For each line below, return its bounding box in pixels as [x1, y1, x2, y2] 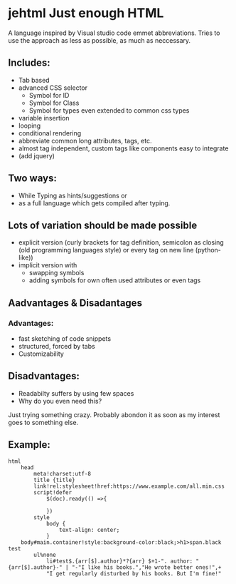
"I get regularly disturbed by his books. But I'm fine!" [45, 570, 222, 577]
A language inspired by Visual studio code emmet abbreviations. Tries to [8, 29, 220, 37]
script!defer [33, 488, 73, 496]
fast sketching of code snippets [18, 334, 112, 343]
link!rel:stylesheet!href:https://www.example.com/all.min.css [33, 483, 225, 490]
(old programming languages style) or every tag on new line [18, 246, 194, 255]
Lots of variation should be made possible [8, 219, 198, 231]
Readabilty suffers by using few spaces [18, 389, 134, 397]
